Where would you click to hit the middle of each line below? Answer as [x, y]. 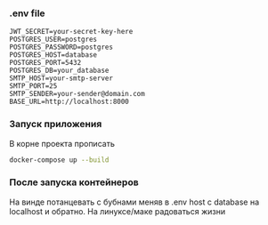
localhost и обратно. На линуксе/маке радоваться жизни [117, 211]
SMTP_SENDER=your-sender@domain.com [77, 94]
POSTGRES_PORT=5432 [45, 63]
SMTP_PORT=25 [33, 86]
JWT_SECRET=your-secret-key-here [71, 32]
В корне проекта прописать [62, 143]
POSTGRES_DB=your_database [59, 71]
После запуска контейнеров [74, 182]
